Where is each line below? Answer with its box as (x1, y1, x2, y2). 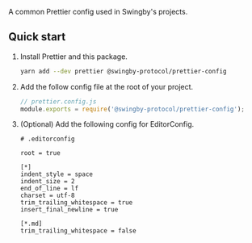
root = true (19, 149, 61, 157)
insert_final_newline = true (19, 206, 119, 214)
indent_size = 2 (19, 178, 75, 186)
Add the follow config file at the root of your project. (19, 82, 194, 91)
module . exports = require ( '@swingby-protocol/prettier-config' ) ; (19, 105, 245, 113)
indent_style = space (19, 170, 93, 178)
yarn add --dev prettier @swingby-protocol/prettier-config (19, 67, 227, 75)
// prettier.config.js (19, 97, 97, 106)
